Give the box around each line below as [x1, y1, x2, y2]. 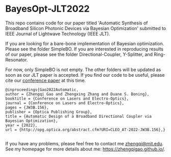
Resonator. [5, 56, 28, 62]
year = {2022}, [5, 122, 38, 128]
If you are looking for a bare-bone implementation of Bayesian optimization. [5, 40, 164, 46]
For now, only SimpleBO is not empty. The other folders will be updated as [5, 67, 161, 73]
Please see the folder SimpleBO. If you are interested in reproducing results [5, 46, 164, 52]
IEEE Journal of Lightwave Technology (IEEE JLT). [5, 30, 110, 37]
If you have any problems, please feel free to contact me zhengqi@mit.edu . [5, 140, 164, 146]
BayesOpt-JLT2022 [5, 3, 90, 15]
